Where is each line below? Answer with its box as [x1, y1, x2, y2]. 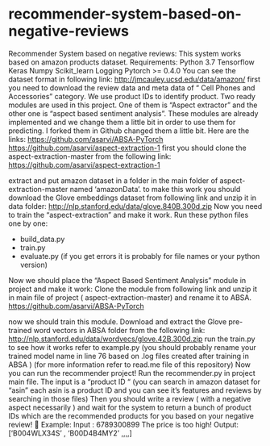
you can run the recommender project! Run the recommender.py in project [8, 368, 255, 377]
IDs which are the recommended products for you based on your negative [8, 411, 254, 420]
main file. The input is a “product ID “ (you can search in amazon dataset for [8, 377, 260, 386]
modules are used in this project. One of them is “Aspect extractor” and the [8, 100, 258, 110]
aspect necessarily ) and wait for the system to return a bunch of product [8, 402, 252, 412]
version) [19, 260, 48, 269]
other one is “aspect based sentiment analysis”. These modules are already [8, 108, 259, 118]
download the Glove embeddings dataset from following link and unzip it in [8, 193, 256, 202]
